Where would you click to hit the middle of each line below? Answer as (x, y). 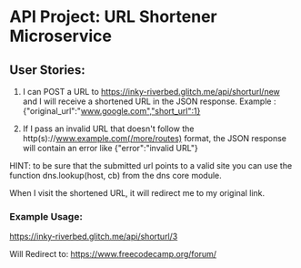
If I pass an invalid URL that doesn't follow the (108, 129)
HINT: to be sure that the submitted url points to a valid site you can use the (151, 165)
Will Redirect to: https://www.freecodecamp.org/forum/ (113, 254)
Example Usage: (46, 216)
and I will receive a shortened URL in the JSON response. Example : (149, 101)
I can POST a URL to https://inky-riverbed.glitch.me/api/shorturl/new (151, 92)
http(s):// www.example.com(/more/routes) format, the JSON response (154, 138)
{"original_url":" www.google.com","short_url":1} (111, 111)
